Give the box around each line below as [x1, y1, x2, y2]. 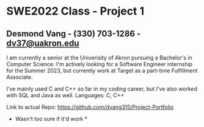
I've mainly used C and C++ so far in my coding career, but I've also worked [6, 85, 197, 92]
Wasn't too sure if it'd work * [15, 115, 87, 122]
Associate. [6, 74, 33, 80]
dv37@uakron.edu [6, 38, 79, 48]
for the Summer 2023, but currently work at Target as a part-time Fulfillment [6, 67, 198, 74]
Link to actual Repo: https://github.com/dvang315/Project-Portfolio [6, 103, 174, 111]
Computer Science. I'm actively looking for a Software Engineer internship [6, 61, 193, 67]
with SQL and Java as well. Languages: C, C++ [6, 92, 125, 98]
